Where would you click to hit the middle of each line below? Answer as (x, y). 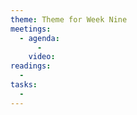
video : (42, 57)
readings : (31, 66)
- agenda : (39, 38)
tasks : (24, 85)
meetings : (31, 29)
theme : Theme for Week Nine (69, 19)
